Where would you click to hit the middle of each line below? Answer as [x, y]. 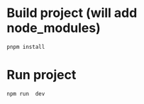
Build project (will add [72, 13]
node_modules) [54, 28]
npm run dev [26, 93]
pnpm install [26, 47]
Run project [41, 75]
